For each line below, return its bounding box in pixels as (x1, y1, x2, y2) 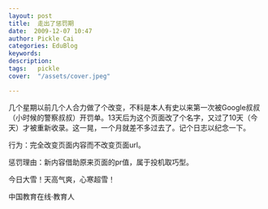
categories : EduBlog (8, 42, 79, 50)
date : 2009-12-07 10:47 (8, 27, 93, 35)
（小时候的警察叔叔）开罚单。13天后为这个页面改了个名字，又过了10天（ (8, 113, 251, 122)
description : (8, 58, 53, 66)
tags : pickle (8, 65, 60, 73)
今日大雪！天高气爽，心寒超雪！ (8, 174, 115, 184)
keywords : (8, 49, 42, 58)
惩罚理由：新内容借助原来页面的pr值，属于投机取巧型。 (8, 157, 193, 167)
